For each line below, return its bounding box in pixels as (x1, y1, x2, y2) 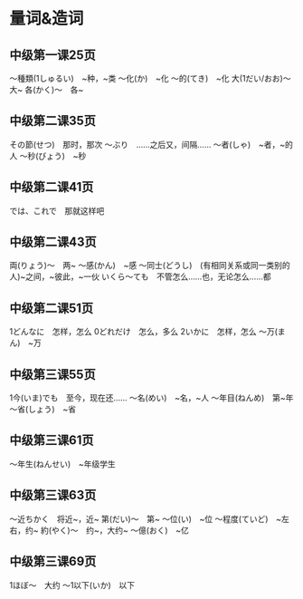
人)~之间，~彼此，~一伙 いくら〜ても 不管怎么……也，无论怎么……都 (9, 271, 271, 282)
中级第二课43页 (9, 235, 97, 250)
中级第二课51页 (9, 300, 94, 315)
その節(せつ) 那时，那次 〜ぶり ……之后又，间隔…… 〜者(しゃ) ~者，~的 (9, 139, 294, 150)
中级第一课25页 (9, 47, 97, 63)
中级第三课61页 (9, 432, 94, 449)
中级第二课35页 (9, 113, 97, 129)
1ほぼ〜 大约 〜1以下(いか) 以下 (9, 579, 136, 590)
